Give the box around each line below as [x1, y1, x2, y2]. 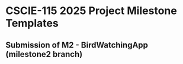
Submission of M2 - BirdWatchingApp [5, 40, 149, 50]
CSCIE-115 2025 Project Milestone [5, 4, 177, 18]
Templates [5, 16, 59, 30]
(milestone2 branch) [5, 49, 83, 59]
